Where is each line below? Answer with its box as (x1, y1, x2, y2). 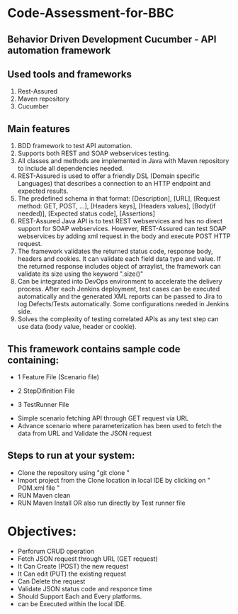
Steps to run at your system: (7, 450, 135, 462)
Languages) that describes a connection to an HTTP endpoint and (17, 179, 211, 188)
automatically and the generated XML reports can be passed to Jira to (17, 292, 222, 301)
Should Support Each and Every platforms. (17, 592, 142, 601)
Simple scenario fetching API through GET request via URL (17, 414, 189, 423)
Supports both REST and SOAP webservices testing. (17, 149, 171, 157)
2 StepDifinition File (17, 386, 75, 395)
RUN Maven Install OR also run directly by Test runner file (17, 498, 186, 507)
